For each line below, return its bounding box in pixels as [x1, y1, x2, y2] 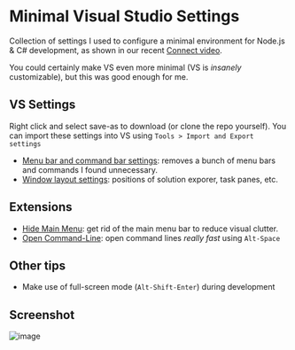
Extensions [9, 199, 73, 214]
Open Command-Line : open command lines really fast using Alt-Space [21, 232, 281, 243]
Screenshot [9, 307, 75, 323]
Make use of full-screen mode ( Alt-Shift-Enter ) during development [21, 282, 276, 292]
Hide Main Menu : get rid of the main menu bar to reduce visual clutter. [21, 223, 279, 234]
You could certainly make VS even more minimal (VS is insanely [9, 62, 242, 73]
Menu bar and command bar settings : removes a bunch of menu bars [21, 155, 276, 166]
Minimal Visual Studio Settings [9, 6, 240, 27]
